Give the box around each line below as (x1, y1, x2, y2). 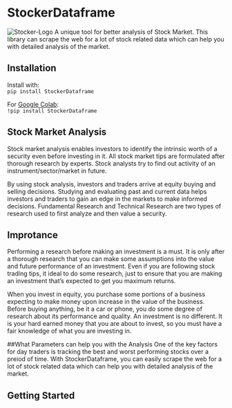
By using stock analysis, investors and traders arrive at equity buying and (7, 179, 216, 188)
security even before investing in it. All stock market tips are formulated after (7, 152, 225, 160)
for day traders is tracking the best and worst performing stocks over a (7, 347, 209, 356)
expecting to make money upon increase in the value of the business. (7, 298, 205, 306)
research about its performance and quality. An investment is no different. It (7, 312, 223, 320)
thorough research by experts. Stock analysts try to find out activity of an (7, 159, 215, 167)
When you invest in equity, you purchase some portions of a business (7, 290, 206, 298)
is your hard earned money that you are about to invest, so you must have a (7, 320, 222, 328)
